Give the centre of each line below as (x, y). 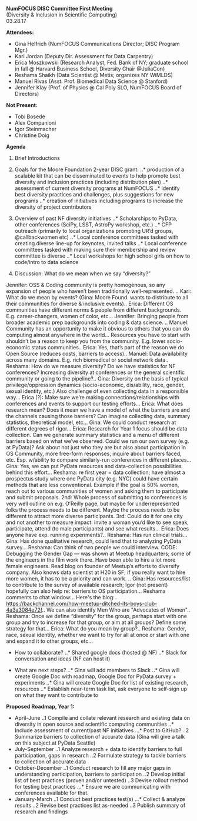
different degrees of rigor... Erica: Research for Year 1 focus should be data (97, 428)
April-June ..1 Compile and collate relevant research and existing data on (102, 718)
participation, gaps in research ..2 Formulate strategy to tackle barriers (100, 755)
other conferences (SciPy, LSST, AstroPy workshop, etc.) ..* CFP (93, 225)
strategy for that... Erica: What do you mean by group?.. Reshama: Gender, (96, 628)
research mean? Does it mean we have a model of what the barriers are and (98, 410)
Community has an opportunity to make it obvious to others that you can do (98, 328)
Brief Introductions (37, 158)
